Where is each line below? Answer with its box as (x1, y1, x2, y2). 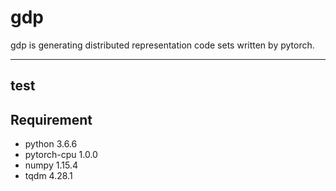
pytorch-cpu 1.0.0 (24, 149, 98, 161)
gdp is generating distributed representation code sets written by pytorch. (10, 39, 315, 51)
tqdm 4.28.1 (24, 170, 73, 182)
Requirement (10, 111, 93, 128)
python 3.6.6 (24, 138, 78, 150)
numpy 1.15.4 (24, 159, 78, 171)
